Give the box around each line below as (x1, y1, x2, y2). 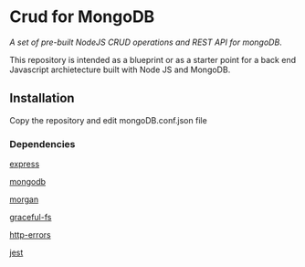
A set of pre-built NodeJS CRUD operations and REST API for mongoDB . (9, 37, 283, 48)
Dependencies (9, 137, 76, 150)
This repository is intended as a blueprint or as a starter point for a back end (9, 54, 297, 65)
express (9, 158, 40, 170)
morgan (9, 194, 39, 205)
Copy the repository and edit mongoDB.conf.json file (9, 114, 207, 125)
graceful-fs (9, 212, 52, 223)
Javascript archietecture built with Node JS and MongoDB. (9, 64, 231, 75)
